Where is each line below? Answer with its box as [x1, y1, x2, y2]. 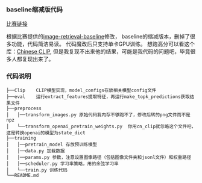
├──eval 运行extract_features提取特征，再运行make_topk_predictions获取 [6, 93, 190, 100]
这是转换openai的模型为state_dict [6, 129, 86, 136]
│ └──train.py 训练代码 [6, 167, 68, 173]
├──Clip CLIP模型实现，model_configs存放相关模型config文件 [6, 87, 157, 93]
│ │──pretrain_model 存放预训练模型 [6, 141, 98, 147]
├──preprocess [6, 105, 42, 111]
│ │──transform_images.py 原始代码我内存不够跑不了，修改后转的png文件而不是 [6, 111, 191, 118]
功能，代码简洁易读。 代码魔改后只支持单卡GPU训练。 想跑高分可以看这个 [11, 40, 195, 48]
